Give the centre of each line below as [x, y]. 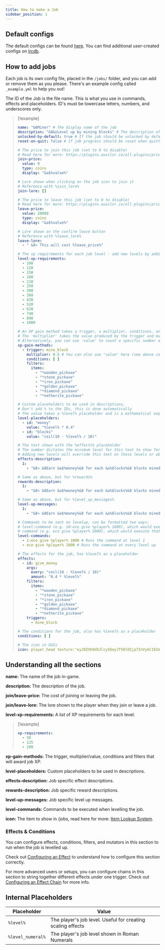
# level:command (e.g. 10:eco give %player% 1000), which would [84, 527]
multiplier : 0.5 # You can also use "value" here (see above [90, 355]
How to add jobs [31, 67]
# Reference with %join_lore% [48, 186]
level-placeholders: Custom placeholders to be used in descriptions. [75, 771]
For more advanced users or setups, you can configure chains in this [75, 871]
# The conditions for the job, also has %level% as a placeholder [87, 631]
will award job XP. [24, 761]
